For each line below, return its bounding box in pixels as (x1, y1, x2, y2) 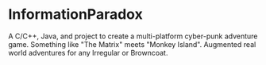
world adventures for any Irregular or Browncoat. (8, 48, 168, 57)
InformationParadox (8, 5, 143, 23)
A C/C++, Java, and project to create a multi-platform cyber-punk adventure (8, 31, 258, 41)
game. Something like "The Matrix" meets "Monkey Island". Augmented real (8, 39, 256, 49)
